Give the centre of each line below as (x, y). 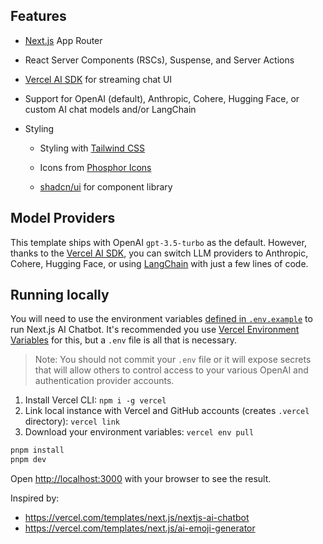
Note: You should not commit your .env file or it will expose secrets (173, 360)
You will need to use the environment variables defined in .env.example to (161, 319)
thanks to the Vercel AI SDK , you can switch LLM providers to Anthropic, (159, 253)
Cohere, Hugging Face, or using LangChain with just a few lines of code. (159, 263)
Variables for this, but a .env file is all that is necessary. (123, 340)
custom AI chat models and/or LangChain (110, 109)
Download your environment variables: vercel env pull (139, 432)
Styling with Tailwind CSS (92, 148)
